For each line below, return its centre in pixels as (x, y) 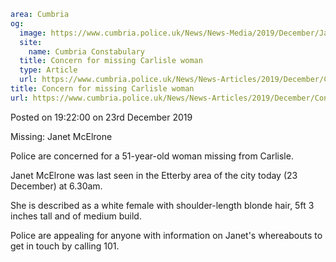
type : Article (48, 70)
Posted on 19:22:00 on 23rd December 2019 (101, 117)
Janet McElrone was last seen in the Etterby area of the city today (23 (154, 175)
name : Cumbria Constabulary (86, 51)
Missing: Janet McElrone (61, 136)
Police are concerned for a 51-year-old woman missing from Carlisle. (152, 156)
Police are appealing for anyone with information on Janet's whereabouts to (166, 235)
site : (31, 42)
